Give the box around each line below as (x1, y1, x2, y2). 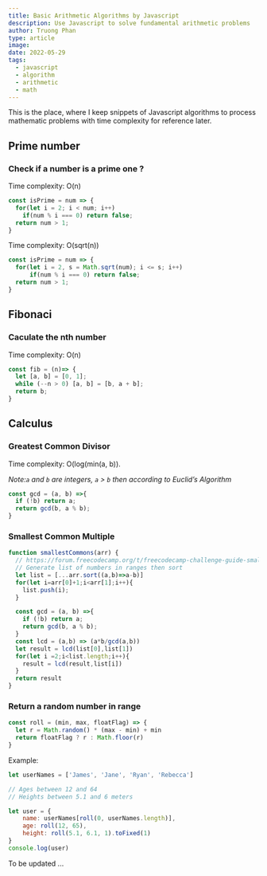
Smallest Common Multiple (8, 531, 115, 542)
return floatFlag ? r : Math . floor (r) (15, 734, 145, 742)
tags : (8, 57, 26, 65)
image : (8, 41, 30, 49)
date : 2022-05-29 (8, 49, 66, 57)
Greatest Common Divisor (8, 441, 110, 452)
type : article (8, 33, 56, 42)
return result (15, 674, 62, 682)
